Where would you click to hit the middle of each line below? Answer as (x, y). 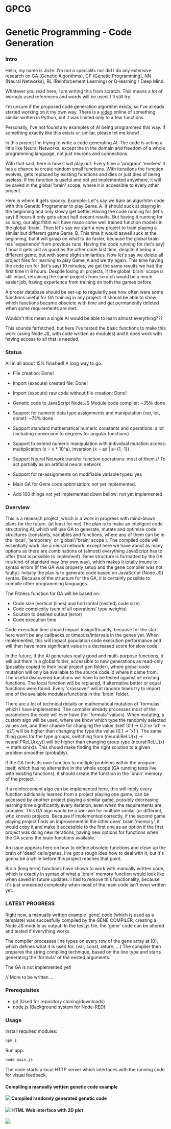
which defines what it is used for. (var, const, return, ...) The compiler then (83, 946)
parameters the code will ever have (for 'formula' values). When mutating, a (85, 715)
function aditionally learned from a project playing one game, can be (77, 794)
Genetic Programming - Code (69, 32)
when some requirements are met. (41, 308)
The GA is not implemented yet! (38, 967)
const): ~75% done (33, 418)
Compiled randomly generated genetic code (59, 1098)
